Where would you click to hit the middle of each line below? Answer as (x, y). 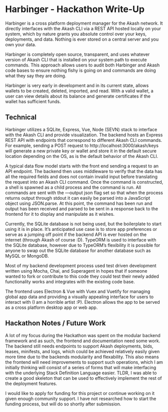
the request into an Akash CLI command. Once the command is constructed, (84, 182)
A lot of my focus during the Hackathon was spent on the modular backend (83, 335)
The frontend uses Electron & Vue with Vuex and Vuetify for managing (78, 291)
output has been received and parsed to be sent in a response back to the (82, 209)
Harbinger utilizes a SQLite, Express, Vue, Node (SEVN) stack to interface (81, 129)
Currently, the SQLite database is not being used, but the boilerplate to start (83, 224)
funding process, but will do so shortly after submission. (63, 404)
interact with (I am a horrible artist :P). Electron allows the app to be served (83, 302)
